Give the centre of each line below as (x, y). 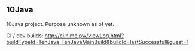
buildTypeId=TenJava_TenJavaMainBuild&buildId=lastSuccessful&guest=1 (97, 42)
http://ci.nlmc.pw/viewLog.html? (84, 36)
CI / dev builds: (25, 36)
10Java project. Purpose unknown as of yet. (60, 24)
